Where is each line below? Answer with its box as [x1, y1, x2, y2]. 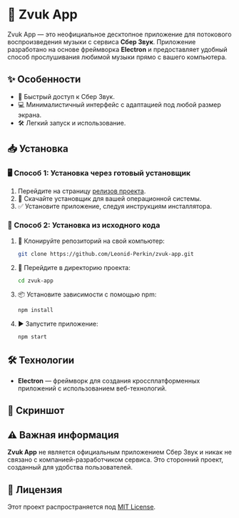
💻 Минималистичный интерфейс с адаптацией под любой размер [17, 100, 221, 109]
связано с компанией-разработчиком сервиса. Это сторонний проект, [7, 455, 223, 464]
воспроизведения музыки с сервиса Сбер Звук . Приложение [7, 37, 196, 46]
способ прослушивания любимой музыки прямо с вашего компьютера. [7, 53, 227, 61]
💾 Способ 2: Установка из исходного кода [7, 220, 161, 230]
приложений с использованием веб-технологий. [17, 384, 167, 393]
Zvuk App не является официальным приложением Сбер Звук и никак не [7, 448, 232, 457]
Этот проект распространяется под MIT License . [7, 502, 156, 512]
